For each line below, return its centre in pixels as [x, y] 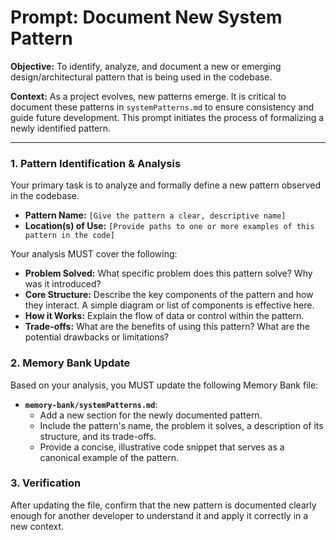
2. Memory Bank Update [70, 363]
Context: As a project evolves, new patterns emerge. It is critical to [148, 96]
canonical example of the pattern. [109, 457]
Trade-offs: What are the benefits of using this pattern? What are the [167, 327]
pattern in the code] [69, 236]
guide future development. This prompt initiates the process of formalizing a [167, 117]
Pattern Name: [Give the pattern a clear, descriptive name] [155, 215]
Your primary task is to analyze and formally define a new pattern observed [165, 185]
